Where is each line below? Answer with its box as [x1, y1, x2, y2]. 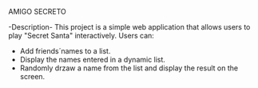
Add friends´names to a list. [19, 46, 111, 55]
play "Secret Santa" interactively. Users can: [8, 31, 154, 40]
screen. [19, 72, 46, 81]
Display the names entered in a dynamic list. [19, 55, 166, 64]
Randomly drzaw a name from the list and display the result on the [19, 63, 238, 73]
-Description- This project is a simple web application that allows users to [8, 22, 251, 31]
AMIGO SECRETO [8, 7, 66, 16]
